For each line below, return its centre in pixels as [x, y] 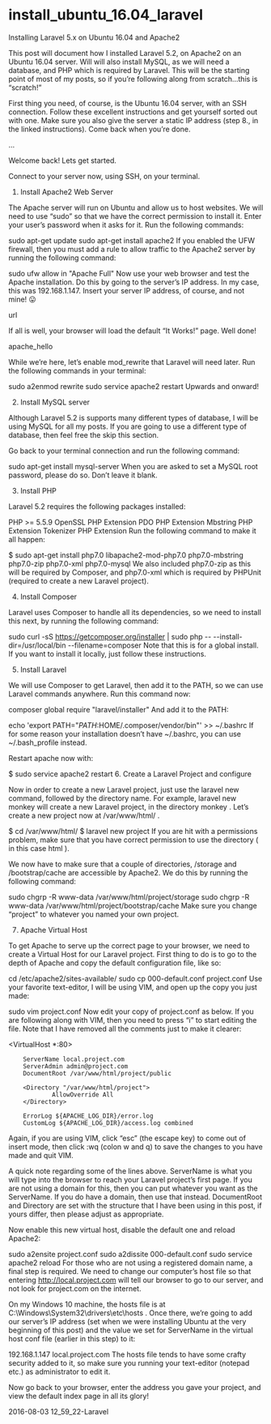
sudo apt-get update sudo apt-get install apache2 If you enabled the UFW [131, 240]
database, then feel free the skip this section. [84, 434]
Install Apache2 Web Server [67, 191]
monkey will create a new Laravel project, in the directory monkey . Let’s [129, 806]
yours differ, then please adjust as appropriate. [86, 1214]
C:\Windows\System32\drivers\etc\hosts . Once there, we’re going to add [130, 1313]
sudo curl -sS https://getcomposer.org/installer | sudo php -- [110, 636]
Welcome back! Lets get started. [63, 160]
